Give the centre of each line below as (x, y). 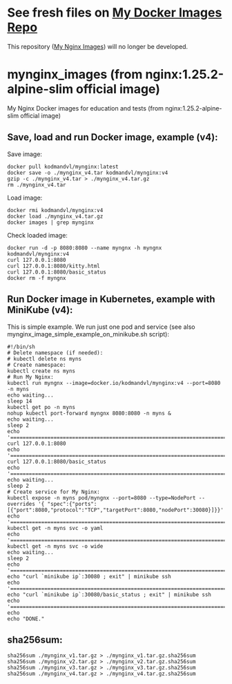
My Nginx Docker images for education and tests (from (86, 108)
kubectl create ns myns (41, 371)
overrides (21, 504)
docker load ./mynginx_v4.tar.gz (55, 216)
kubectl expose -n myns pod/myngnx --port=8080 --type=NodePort (101, 498)
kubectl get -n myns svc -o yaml (55, 528)
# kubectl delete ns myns (44, 359)
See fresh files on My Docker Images (115, 13)
